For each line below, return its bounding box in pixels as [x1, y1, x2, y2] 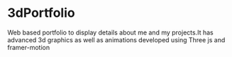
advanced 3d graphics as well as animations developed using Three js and [7, 35, 226, 44]
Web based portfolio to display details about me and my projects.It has [7, 28, 214, 37]
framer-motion [7, 43, 50, 51]
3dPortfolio [7, 5, 76, 21]
